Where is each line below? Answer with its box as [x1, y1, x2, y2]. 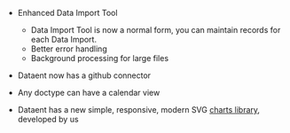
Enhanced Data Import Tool [17, 8, 118, 18]
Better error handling [30, 43, 108, 54]
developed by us [17, 114, 79, 124]
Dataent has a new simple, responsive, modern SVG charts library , [17, 105, 260, 114]
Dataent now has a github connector [17, 70, 152, 81]
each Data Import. [30, 35, 98, 44]
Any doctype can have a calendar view [17, 88, 161, 98]
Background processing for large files [30, 53, 169, 63]
